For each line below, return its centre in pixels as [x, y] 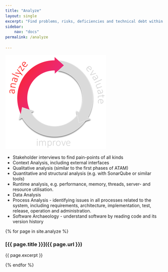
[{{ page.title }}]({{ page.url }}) [44, 244]
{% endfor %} [20, 265]
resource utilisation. [33, 189]
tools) [18, 178]
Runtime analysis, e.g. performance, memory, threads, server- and [81, 184]
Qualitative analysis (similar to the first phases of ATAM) [70, 168]
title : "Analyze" [23, 11]
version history [28, 221]
